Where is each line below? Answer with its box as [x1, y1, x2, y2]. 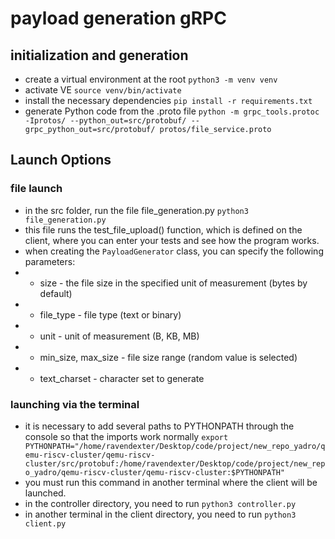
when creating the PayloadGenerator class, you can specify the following [24, 245, 324, 257]
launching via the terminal [10, 397, 140, 411]
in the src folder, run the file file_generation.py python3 [24, 204, 249, 216]
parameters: [24, 255, 76, 267]
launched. [24, 487, 67, 499]
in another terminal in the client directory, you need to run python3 [24, 508, 297, 520]
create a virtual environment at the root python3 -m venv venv [24, 73, 278, 85]
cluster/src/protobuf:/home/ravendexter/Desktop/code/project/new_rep [24, 458, 326, 469]
